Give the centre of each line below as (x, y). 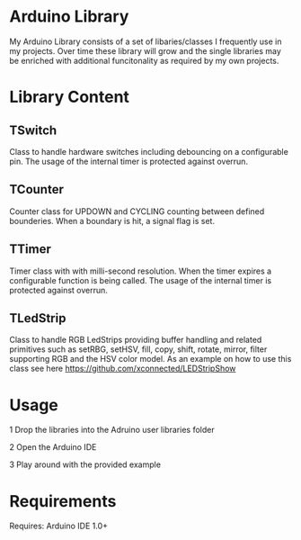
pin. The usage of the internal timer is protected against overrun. (129, 161)
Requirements (63, 501)
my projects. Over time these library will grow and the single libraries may (145, 50)
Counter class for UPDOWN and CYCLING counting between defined (137, 211)
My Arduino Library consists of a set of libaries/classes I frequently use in (146, 41)
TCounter (37, 189)
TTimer (30, 249)
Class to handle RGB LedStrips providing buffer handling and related (136, 340)
